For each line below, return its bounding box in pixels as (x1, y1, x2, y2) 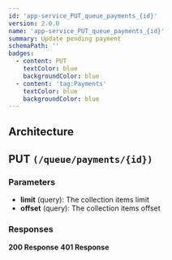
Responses (8, 224, 54, 235)
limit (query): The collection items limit (19, 195, 150, 205)
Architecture (8, 125, 75, 139)
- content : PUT (15, 58, 67, 66)
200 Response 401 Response (8, 242, 110, 252)
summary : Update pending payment (8, 34, 122, 43)
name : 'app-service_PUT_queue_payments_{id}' (8, 27, 165, 35)
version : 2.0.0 (8, 19, 60, 28)
